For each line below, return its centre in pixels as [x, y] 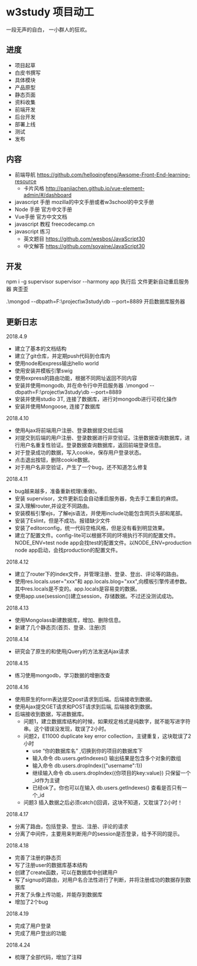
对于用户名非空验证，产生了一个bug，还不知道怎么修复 [81, 467]
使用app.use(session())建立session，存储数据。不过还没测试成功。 [96, 596]
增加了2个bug [31, 902]
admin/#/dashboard [47, 194]
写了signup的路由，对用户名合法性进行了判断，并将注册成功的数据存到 [100, 880]
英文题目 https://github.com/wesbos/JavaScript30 [84, 239]
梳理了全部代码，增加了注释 [48, 957]
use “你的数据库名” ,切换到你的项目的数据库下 [87, 751]
